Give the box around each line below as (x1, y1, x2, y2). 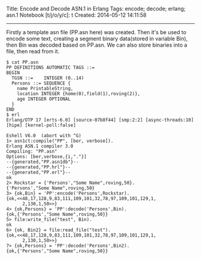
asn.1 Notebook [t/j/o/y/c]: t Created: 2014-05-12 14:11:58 (6, 11, 147, 19)
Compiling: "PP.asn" (6, 149, 58, 155)
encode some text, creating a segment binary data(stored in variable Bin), (6, 35, 188, 42)
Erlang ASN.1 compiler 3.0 (6, 143, 74, 149)
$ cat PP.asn (6, 59, 39, 65)
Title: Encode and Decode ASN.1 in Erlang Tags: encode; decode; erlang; (6, 5, 186, 12)
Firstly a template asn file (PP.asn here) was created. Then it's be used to (6, 29, 187, 35)
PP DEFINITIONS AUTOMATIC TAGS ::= (6, 65, 95, 71)
